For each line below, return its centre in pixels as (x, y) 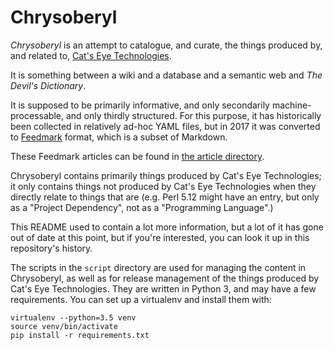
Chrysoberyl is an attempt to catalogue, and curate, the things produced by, (166, 45)
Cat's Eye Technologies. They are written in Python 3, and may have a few (163, 288)
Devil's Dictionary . (48, 85)
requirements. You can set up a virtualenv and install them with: (141, 299)
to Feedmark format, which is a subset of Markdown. (119, 137)
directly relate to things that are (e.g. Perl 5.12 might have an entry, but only (165, 197)
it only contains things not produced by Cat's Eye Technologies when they (163, 186)
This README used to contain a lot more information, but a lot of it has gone (167, 227)
